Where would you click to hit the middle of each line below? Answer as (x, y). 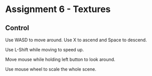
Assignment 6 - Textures (58, 9)
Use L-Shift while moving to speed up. (45, 50)
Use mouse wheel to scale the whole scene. (51, 69)
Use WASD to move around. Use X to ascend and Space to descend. (76, 40)
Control (17, 28)
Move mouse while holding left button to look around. (60, 59)
